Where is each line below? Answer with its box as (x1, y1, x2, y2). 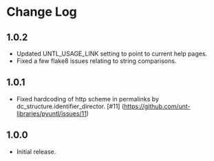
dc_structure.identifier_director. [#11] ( (16, 102, 125, 110)
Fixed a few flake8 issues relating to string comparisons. (16, 57, 177, 65)
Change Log (6, 4, 77, 20)
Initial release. (16, 147, 56, 156)
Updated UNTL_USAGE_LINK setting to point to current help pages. (16, 49, 208, 58)
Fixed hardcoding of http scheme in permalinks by (16, 95, 160, 103)
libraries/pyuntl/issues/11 (16, 109, 87, 117)
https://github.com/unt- (124, 102, 191, 110)
